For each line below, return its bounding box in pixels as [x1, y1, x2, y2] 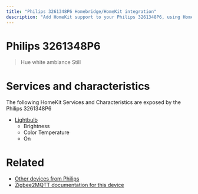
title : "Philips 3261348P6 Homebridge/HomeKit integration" [6, 8, 157, 15]
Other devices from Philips [14, 175, 80, 182]
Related [6, 156, 44, 169]
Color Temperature [23, 129, 70, 136]
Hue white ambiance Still [20, 59, 81, 66]
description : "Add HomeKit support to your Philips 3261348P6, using [6, 14, 181, 20]
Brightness [23, 123, 50, 130]
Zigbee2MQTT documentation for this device [14, 182, 124, 189]
